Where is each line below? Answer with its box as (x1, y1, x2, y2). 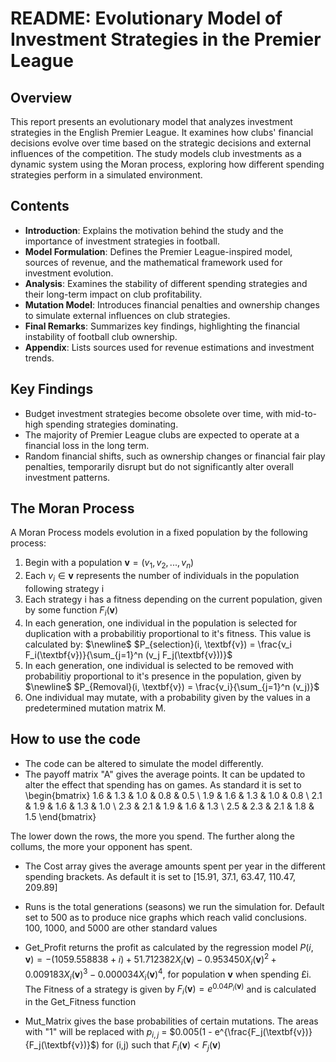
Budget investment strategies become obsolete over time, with (24, 407, 284, 419)
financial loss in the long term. (24, 439, 150, 451)
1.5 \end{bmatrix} (24, 810, 97, 822)
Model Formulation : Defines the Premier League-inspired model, (24, 245, 293, 257)
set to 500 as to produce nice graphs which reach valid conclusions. (24, 911, 308, 923)
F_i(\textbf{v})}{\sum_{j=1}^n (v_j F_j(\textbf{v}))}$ (24, 648, 233, 661)
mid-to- (285, 407, 318, 419)
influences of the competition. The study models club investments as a (10, 148, 302, 159)
